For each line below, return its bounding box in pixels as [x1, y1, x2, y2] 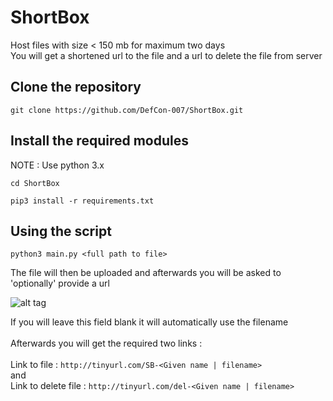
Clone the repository [10, 79, 142, 96]
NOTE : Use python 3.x [10, 159, 105, 171]
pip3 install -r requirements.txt [10, 196, 155, 206]
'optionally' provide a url [10, 277, 110, 290]
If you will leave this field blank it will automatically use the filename [10, 316, 289, 328]
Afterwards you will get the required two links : [10, 337, 203, 350]
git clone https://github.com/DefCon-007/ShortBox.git [10, 105, 244, 115]
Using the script [10, 222, 112, 240]
